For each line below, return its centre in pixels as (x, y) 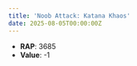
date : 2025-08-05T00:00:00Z (55, 23)
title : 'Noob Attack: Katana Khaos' (69, 16)
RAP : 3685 (38, 46)
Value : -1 (35, 55)
